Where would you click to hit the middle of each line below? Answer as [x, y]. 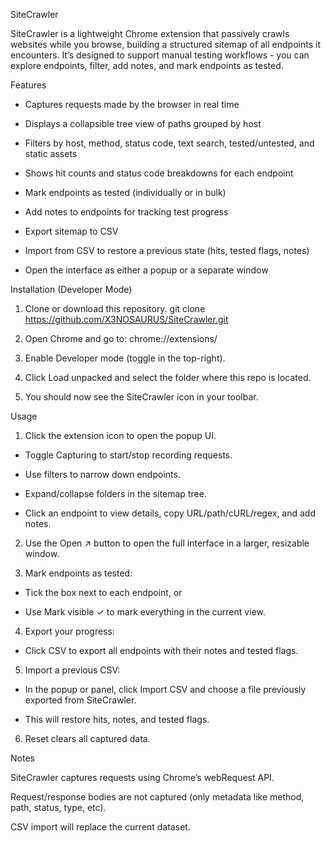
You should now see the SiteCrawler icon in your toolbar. [141, 397]
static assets [51, 153]
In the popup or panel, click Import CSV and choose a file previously [165, 689]
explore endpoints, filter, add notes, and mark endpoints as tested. [147, 65]
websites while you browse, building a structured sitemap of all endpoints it [165, 44]
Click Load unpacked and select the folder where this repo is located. [168, 377]
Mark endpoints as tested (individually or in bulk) [125, 192]
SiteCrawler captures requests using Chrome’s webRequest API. [142, 777]
